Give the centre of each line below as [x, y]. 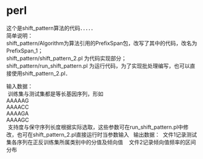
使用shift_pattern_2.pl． [41, 73]
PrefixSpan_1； [25, 50]
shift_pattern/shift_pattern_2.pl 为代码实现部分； [67, 58]
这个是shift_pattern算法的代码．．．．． [51, 28]
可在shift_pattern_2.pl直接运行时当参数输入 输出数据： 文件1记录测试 [110, 134]
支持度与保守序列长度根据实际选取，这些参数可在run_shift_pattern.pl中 [95, 127]
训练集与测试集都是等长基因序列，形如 [55, 94]
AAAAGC [18, 120]
